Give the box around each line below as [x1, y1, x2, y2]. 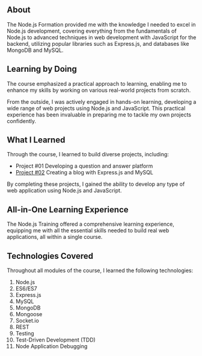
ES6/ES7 [15, 285, 38, 292]
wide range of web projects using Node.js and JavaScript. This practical [7, 104, 186, 112]
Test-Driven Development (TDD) [15, 336, 96, 343]
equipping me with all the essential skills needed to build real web [7, 227, 170, 234]
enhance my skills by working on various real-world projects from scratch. [7, 86, 191, 94]
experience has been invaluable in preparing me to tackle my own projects [7, 111, 192, 118]
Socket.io [15, 317, 40, 325]
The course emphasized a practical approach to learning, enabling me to [7, 80, 187, 87]
